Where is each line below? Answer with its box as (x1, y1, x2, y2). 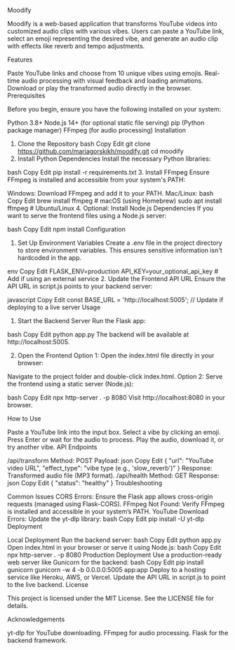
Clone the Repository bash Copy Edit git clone (17, 140, 151, 148)
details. (7, 602, 29, 609)
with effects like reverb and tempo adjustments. (7, 42, 145, 50)
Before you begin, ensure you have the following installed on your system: (7, 105, 222, 113)
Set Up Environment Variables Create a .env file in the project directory (17, 238, 222, 247)
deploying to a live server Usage (7, 303, 101, 311)
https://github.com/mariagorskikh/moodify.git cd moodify (17, 147, 184, 155)
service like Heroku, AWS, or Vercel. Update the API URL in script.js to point (7, 573, 226, 581)
